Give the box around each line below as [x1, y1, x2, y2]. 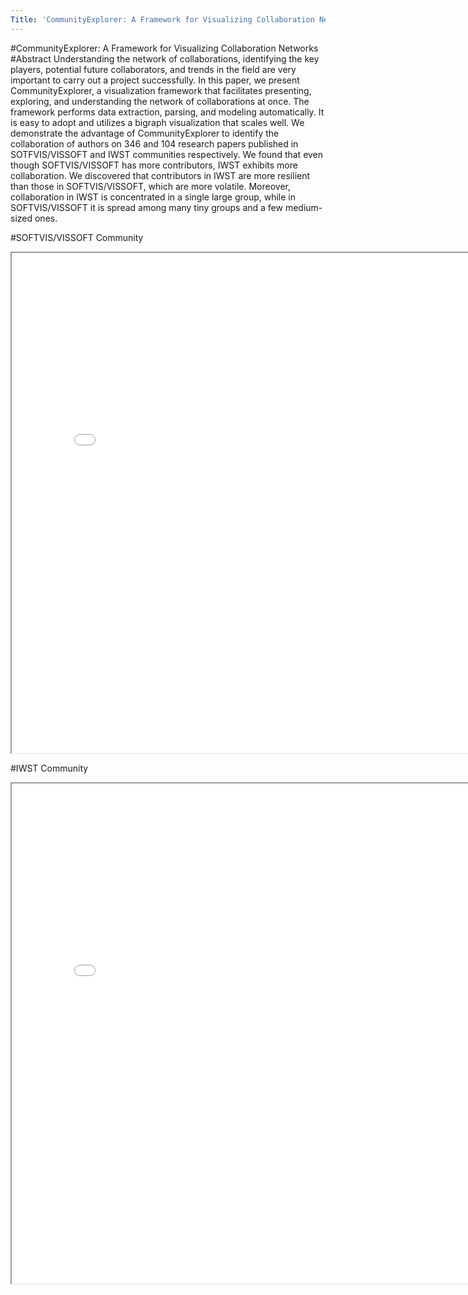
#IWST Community [10, 762, 89, 774]
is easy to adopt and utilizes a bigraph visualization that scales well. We [10, 116, 305, 128]
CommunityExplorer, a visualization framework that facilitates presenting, [10, 84, 312, 96]
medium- [284, 201, 323, 213]
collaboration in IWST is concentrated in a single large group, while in [10, 191, 297, 203]
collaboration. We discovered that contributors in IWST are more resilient [10, 169, 311, 181]
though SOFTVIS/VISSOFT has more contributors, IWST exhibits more [10, 159, 298, 171]
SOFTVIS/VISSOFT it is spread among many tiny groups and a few [10, 201, 283, 213]
